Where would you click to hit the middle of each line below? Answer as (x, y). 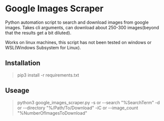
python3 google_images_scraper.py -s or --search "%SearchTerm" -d (88, 102)
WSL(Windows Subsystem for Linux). (43, 47)
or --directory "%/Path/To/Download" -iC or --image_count (78, 108)
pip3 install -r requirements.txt (48, 75)
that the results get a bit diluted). (38, 33)
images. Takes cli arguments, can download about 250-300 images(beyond (82, 27)
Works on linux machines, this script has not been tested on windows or (78, 42)
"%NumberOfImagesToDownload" (52, 113)
